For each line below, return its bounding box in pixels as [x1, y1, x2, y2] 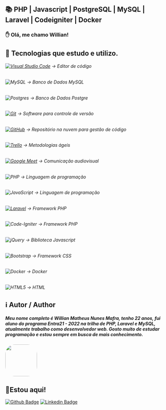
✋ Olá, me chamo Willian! [5, 31, 69, 38]
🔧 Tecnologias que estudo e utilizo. [5, 49, 118, 58]
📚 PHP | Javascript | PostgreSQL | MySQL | [5, 5, 145, 14]
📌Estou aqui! [5, 385, 46, 394]
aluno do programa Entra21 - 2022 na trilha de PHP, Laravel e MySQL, [5, 321, 156, 327]
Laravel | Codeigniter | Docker [5, 16, 102, 24]
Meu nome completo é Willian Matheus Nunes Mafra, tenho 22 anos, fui [5, 315, 161, 321]
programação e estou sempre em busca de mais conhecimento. [5, 332, 144, 338]
